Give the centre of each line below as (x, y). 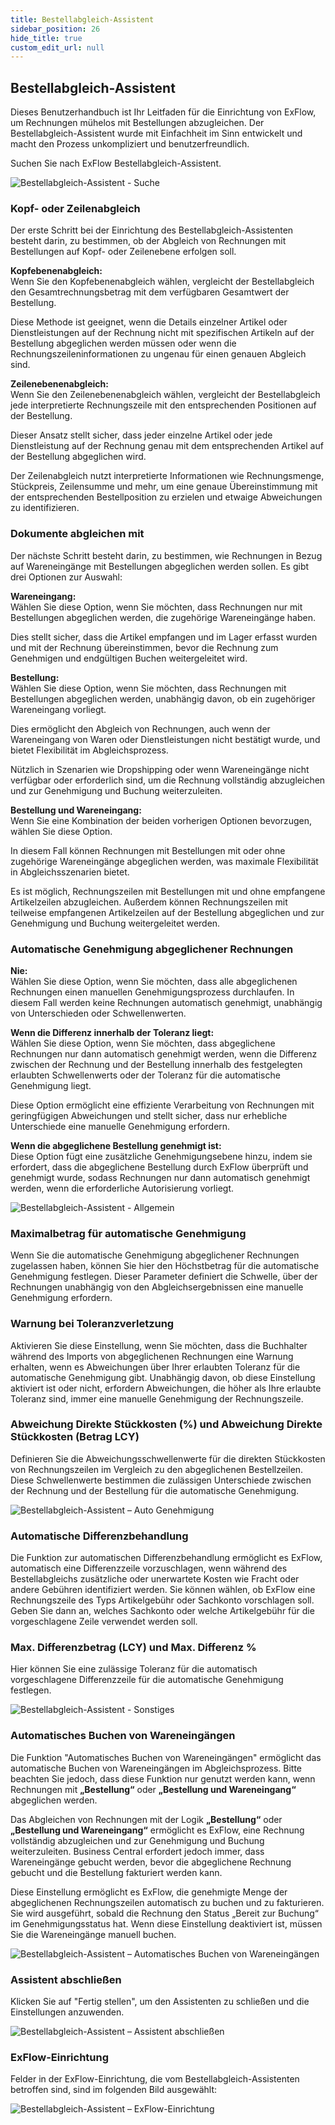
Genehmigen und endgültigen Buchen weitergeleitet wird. (129, 658)
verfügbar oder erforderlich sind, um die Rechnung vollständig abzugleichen (168, 780)
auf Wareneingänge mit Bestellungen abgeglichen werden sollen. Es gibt (160, 566)
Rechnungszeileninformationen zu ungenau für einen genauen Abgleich (158, 354)
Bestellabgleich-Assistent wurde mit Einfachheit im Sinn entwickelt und (156, 133)
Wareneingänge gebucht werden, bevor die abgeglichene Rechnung (151, 1862)
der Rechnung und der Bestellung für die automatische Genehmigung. (155, 1490)
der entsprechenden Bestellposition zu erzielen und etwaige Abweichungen (166, 497)
